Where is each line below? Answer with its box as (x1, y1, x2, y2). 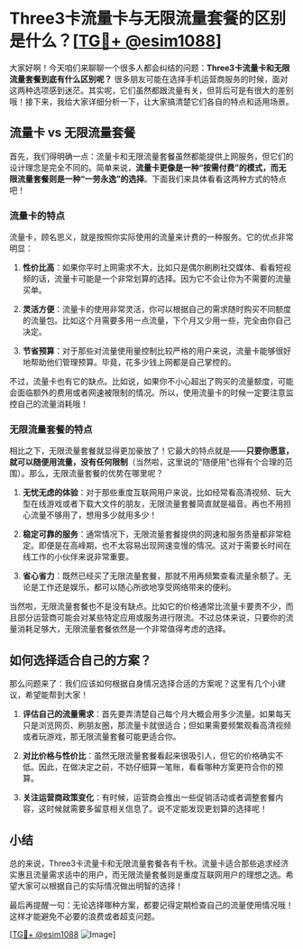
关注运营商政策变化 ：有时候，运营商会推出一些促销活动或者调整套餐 (22, 792, 276, 803)
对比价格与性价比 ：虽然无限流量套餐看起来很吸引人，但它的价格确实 (22, 751, 276, 761)
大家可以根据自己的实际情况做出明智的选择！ (16, 880, 183, 891)
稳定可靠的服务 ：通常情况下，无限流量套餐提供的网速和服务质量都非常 (22, 529, 284, 539)
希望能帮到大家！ (24, 689, 88, 700)
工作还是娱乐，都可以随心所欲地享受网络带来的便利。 (38, 582, 236, 593)
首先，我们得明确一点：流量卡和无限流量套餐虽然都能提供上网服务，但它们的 (9, 151, 294, 161)
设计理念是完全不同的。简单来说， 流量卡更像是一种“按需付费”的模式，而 (9, 161, 280, 172)
